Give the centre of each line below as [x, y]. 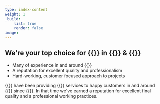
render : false [29, 28]
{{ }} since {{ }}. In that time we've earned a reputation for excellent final [78, 91]
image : [12, 33]
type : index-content [27, 10]
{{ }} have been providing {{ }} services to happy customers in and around [80, 85]
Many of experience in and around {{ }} [52, 65]
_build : [13, 19]
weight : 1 [15, 14]
